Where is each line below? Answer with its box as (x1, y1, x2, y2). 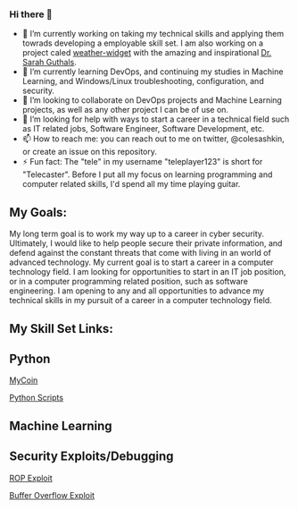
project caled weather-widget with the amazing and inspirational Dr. (21, 47, 272, 58)
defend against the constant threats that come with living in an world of (9, 248, 272, 259)
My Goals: (9, 205, 67, 220)
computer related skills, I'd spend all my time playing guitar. (21, 179, 241, 190)
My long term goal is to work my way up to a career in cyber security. (9, 228, 265, 240)
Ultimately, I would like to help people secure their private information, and (9, 238, 283, 249)
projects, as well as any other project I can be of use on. (21, 105, 229, 115)
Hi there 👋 (9, 8, 54, 21)
